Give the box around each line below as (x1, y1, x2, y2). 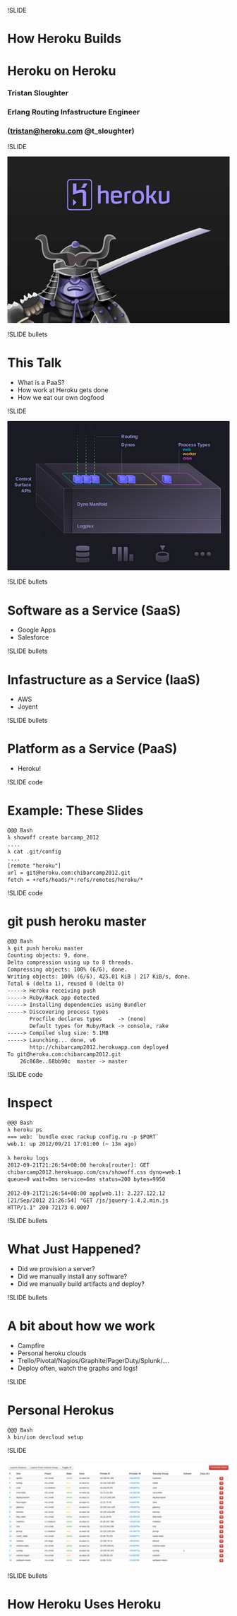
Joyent (17, 702, 38, 711)
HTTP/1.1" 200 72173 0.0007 (7, 1204, 90, 1211)
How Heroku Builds (7, 31, 122, 47)
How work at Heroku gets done (17, 386, 109, 394)
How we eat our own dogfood (17, 394, 104, 402)
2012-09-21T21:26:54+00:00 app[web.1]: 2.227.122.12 (7, 1190, 166, 1197)
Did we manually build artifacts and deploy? (17, 1279, 145, 1288)
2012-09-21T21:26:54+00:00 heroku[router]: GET (7, 1162, 150, 1169)
